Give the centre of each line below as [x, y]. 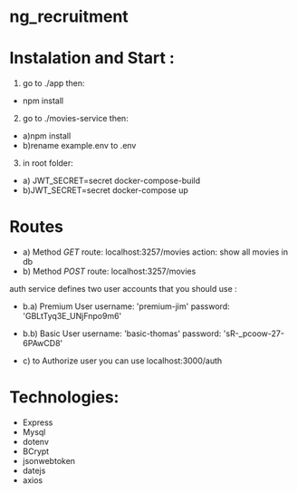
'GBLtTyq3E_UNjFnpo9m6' [72, 316]
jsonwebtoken [48, 461]
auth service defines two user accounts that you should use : [123, 289]
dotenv [36, 442]
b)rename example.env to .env [79, 146]
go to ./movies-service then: [75, 119]
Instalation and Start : [92, 58]
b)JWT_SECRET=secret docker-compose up [105, 190]
